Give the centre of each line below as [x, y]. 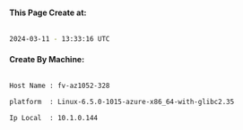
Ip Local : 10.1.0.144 [54, 118]
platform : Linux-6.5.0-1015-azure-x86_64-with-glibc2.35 [122, 102]
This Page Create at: [48, 12]
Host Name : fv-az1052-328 [60, 86]
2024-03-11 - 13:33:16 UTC [60, 39]
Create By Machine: [47, 59]
